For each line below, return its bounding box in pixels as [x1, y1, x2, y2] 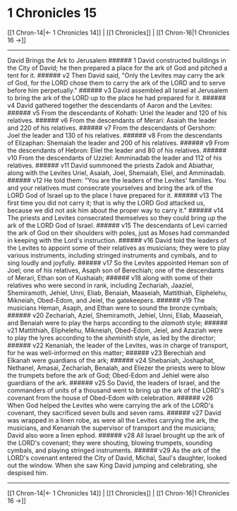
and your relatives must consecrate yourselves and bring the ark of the [7, 184, 214, 192]
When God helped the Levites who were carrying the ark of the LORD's [7, 401, 214, 409]
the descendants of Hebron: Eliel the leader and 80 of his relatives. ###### [7, 146, 227, 155]
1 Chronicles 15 [7, 5, 97, 21]
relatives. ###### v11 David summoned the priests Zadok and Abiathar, [7, 161, 215, 169]
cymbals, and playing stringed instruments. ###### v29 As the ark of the [7, 446, 221, 455]
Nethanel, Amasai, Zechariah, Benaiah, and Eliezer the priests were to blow [7, 363, 226, 372]
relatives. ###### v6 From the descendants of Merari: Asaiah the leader [7, 116, 217, 124]
